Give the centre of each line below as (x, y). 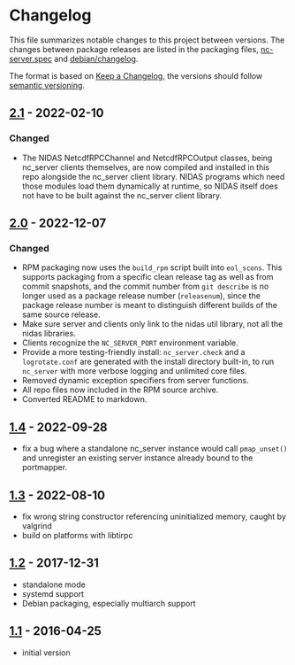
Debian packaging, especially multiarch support (109, 603)
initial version (46, 653)
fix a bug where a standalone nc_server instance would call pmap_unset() (155, 449)
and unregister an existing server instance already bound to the (137, 458)
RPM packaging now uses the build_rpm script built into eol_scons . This (152, 267)
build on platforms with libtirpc (77, 535)
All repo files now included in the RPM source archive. (120, 390)
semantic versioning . (47, 85)
